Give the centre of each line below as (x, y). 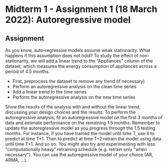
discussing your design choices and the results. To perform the (71, 112)
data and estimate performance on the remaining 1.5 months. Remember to (83, 123)
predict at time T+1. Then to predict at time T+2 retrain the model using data (83, 139)
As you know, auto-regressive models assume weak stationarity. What (78, 50)
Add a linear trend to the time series (49, 92)
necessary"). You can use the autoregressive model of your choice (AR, (79, 154)
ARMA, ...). (16, 160)
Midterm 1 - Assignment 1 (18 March (81, 9)
